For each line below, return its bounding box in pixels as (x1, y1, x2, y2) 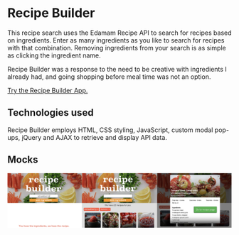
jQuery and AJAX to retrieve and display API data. (21, 133, 167, 141)
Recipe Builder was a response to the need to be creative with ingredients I (7, 65, 228, 73)
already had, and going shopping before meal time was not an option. (7, 72, 211, 81)
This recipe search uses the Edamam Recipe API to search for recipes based (7, 28, 233, 37)
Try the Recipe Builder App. (7, 86, 88, 94)
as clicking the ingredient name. (7, 51, 101, 60)
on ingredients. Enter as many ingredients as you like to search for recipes (7, 35, 225, 44)
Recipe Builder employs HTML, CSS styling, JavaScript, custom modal (7, 126, 213, 134)
